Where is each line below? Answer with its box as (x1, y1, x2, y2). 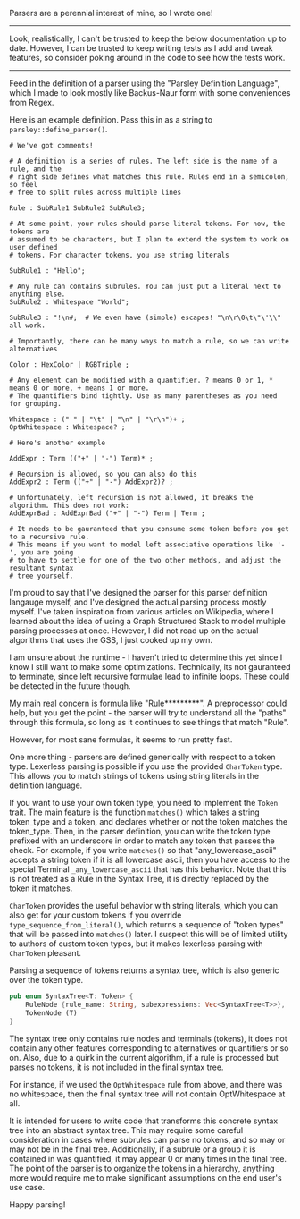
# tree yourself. (9, 571, 74, 580)
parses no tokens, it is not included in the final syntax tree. (9, 1062, 224, 1072)
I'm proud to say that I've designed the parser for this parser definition (9, 588, 268, 597)
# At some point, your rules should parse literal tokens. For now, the (9, 219, 286, 228)
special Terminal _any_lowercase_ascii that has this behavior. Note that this (9, 864, 287, 875)
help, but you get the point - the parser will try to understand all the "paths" (9, 707, 287, 718)
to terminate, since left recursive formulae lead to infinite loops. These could (9, 671, 290, 681)
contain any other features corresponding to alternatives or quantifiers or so (9, 1042, 289, 1054)
